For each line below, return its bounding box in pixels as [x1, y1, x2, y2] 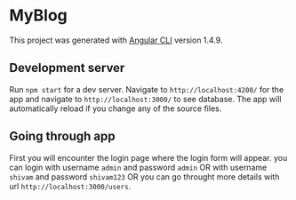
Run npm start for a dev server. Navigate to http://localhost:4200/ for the [9, 84, 284, 94]
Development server [9, 60, 125, 76]
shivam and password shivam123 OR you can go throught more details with [9, 171, 280, 182]
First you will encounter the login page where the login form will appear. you [9, 152, 288, 163]
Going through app [9, 129, 116, 144]
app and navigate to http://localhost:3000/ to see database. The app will [9, 93, 282, 104]
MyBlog [9, 5, 68, 26]
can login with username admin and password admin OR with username [9, 162, 268, 172]
